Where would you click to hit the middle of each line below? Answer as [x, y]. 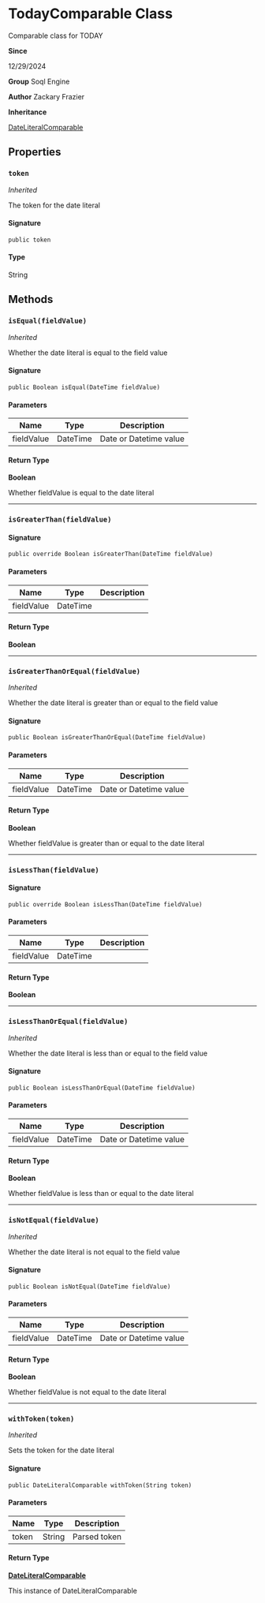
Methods [31, 299]
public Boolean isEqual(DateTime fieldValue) [84, 387]
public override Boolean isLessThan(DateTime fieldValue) [105, 904]
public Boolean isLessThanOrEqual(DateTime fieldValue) [102, 1088]
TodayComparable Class [91, 14]
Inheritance [28, 112]
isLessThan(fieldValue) [54, 870]
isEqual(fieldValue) [48, 321]
